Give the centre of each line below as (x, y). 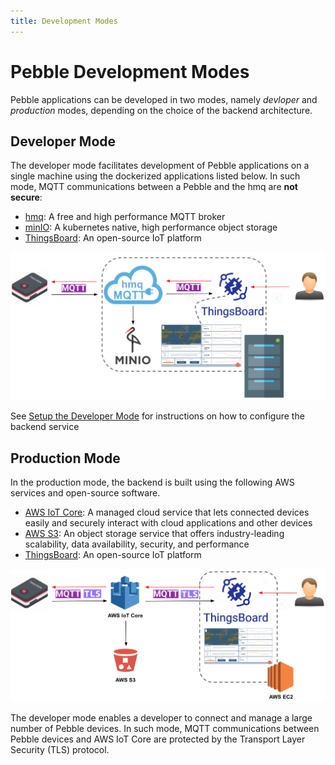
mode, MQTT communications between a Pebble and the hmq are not (154, 187)
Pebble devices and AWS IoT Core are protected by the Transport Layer (158, 739)
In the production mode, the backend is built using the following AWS (152, 482)
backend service (45, 427)
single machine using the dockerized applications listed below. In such (155, 176)
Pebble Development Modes (130, 71)
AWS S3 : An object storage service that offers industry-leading (154, 533)
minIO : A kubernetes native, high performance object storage (151, 227)
